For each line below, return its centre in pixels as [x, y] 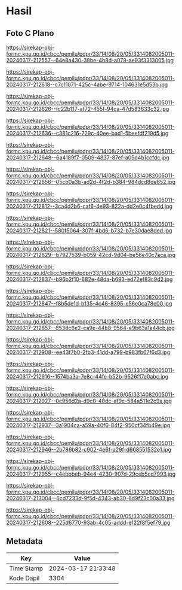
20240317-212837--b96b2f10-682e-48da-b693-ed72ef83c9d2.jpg [90, 279]
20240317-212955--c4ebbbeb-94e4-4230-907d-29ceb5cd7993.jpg [91, 474]
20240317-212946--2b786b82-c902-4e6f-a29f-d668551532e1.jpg [89, 450]
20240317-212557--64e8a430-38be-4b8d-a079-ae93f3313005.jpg [90, 60]
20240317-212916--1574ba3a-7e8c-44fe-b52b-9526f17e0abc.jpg [87, 376]
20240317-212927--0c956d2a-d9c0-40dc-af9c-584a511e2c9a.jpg [89, 401]
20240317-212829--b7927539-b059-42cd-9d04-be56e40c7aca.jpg [91, 255]
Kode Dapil [24, 578]
